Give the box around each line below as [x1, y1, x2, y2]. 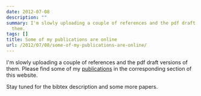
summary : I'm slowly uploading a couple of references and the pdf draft [6, 20, 196, 26]
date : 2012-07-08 [6, 8, 50, 15]
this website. [6, 71, 38, 79]
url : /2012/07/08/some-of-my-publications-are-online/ [6, 43, 147, 49]
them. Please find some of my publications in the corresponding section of [6, 65, 192, 72]
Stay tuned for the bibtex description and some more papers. [6, 83, 158, 90]
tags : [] [6, 31, 28, 37]
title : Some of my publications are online [6, 37, 118, 43]
